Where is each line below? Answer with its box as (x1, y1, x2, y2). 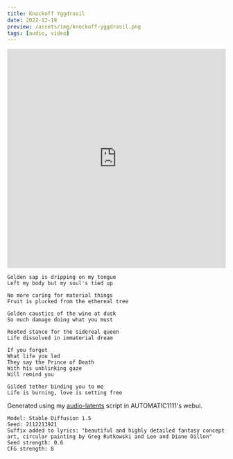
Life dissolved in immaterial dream (7, 335, 113, 341)
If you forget (7, 347, 49, 354)
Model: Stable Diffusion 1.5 (7, 415, 92, 422)
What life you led (7, 353, 60, 360)
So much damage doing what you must (7, 316, 113, 323)
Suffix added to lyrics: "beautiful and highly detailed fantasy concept (7, 427, 225, 435)
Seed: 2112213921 (7, 421, 58, 428)
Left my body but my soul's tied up (7, 280, 113, 287)
